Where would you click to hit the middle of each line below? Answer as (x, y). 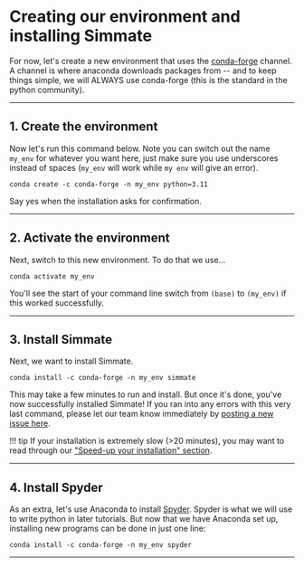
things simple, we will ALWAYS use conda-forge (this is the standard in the (148, 80)
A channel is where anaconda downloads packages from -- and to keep (143, 71)
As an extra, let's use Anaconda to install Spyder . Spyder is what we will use (151, 509)
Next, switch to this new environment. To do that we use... (118, 260)
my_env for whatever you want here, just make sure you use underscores (144, 158)
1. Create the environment (84, 127)
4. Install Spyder (57, 487)
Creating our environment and (125, 17)
